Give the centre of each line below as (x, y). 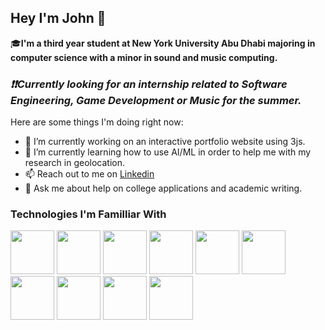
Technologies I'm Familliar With (88, 214)
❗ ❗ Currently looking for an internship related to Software (149, 84)
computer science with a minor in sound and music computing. (144, 57)
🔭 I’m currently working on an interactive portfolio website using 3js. (165, 142)
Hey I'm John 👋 (58, 18)
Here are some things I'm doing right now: (97, 122)
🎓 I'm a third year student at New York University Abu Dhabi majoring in (163, 43)
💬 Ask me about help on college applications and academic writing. (163, 188)
